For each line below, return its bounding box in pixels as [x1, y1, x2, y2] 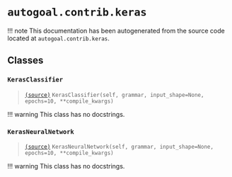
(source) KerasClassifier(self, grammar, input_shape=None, [24, 91, 204, 98]
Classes [7, 55, 44, 67]
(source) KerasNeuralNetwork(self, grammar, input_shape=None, [24, 143, 214, 150]
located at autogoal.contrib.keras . [7, 34, 110, 42]
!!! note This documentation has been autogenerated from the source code [7, 26, 225, 35]
